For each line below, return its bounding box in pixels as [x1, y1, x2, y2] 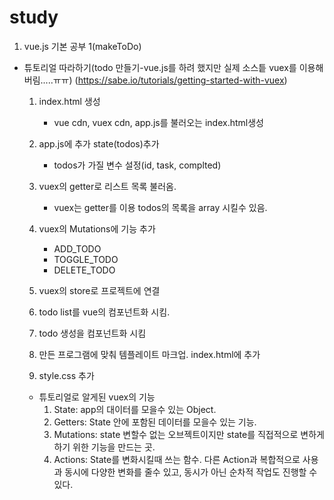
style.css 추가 [38, 369, 95, 381]
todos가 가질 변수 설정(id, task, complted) [53, 159, 222, 171]
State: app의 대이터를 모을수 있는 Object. [53, 403, 217, 415]
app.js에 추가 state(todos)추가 [38, 137, 160, 150]
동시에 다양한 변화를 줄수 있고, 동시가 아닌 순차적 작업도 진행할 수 [64, 466, 318, 478]
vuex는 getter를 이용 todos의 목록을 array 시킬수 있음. [53, 201, 268, 213]
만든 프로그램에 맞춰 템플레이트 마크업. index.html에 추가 [38, 348, 261, 360]
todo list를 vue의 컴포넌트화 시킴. [38, 306, 171, 318]
